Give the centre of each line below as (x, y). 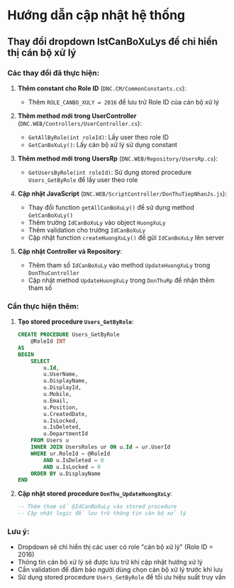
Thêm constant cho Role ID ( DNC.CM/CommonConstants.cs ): (102, 88)
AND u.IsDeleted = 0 (74, 460)
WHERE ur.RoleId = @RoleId (71, 454)
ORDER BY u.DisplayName (66, 474)
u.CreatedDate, (66, 414)
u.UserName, (61, 374)
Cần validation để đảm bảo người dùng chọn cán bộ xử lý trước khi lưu (120, 570)
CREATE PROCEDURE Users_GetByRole (68, 335)
